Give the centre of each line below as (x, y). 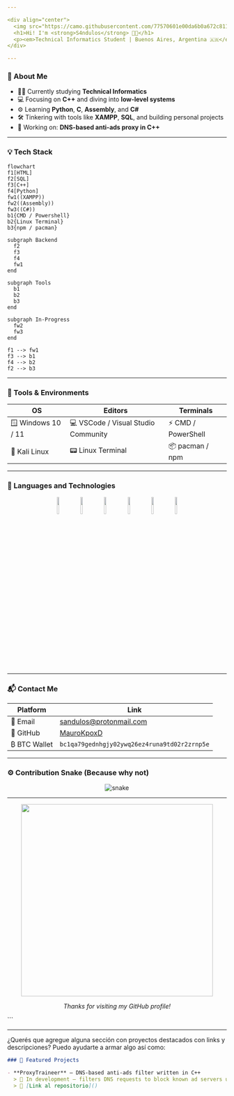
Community (88, 434)
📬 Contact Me (33, 689)
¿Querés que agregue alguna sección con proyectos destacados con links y (116, 1039)
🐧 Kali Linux (30, 452)
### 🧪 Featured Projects (43, 1060)
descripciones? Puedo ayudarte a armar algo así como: (86, 1047)
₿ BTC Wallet (32, 744)
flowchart (22, 166)
